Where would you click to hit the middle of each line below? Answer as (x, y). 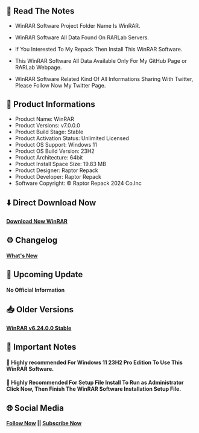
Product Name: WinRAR (44, 119)
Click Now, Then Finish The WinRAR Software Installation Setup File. (94, 389)
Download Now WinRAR (37, 221)
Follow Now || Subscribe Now (44, 423)
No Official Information (36, 290)
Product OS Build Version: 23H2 (55, 151)
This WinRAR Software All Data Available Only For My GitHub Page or (101, 60)
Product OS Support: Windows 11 (56, 144)
